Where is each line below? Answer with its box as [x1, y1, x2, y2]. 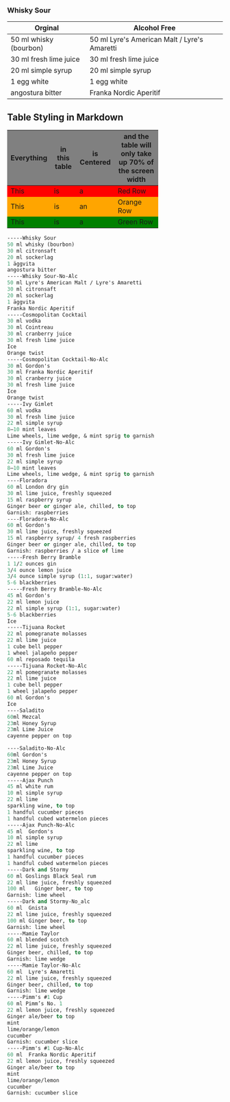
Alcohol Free [133, 23, 176, 33]
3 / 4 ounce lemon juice [7, 566, 72, 573]
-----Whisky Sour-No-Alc [7, 273, 78, 280]
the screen [118, 166, 155, 176]
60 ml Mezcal [7, 713, 41, 720]
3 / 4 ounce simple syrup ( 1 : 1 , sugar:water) [7, 573, 133, 580]
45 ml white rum [7, 783, 53, 790]
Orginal [34, 23, 60, 33]
